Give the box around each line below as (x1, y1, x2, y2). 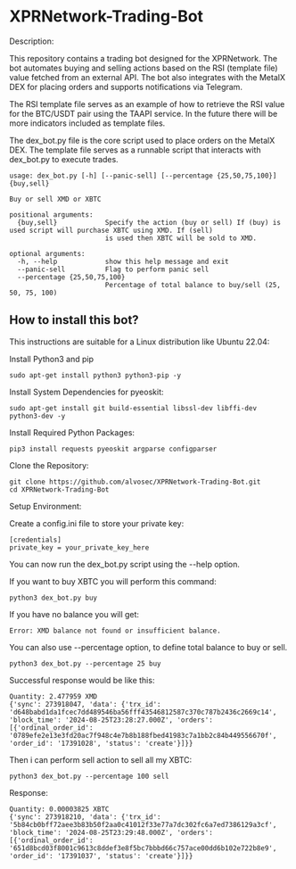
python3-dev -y (9, 411, 66, 420)
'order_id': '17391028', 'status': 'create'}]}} (9, 739, 193, 748)
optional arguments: (9, 249, 86, 258)
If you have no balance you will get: (9, 608, 140, 619)
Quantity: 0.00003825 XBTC (9, 805, 110, 814)
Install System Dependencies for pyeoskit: (9, 386, 164, 397)
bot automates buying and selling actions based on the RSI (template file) (9, 62, 278, 73)
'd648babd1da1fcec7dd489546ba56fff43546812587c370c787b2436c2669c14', (9, 708, 277, 716)
